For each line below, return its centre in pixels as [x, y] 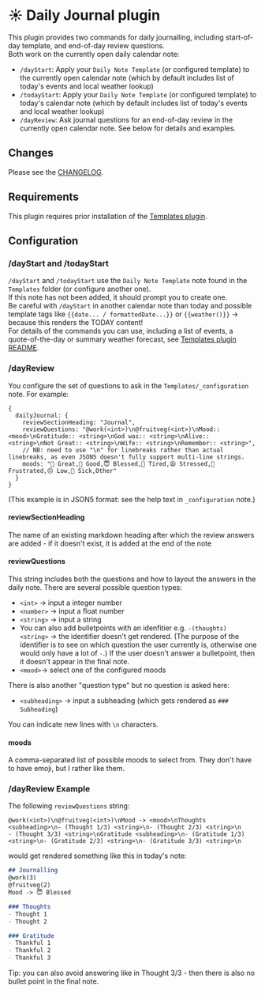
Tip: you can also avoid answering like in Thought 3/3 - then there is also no [132, 973]
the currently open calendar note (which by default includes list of [127, 77]
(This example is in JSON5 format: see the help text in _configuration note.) [132, 499]
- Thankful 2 [30, 951]
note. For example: [39, 394]
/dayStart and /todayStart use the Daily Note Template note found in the [128, 281]
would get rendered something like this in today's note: [97, 856]
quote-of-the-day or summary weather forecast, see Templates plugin [122, 339]
